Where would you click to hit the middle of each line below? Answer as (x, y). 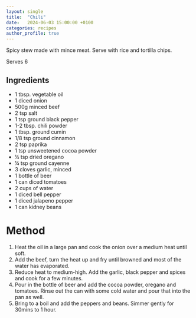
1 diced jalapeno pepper (44, 200)
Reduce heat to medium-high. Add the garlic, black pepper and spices (100, 272)
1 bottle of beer (33, 175)
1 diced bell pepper (38, 194)
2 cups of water (34, 188)
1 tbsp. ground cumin (40, 132)
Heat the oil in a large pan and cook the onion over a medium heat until (101, 247)
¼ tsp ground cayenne (42, 163)
